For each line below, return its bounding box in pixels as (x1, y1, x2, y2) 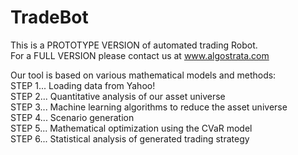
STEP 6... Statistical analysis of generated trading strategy (10, 132, 250, 145)
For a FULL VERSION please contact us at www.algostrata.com (10, 49, 270, 61)
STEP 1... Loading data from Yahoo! (10, 79, 156, 91)
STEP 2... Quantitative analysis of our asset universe (10, 90, 226, 102)
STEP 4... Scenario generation (10, 111, 135, 123)
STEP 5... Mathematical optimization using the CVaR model (10, 122, 253, 134)
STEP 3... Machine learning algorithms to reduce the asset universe (10, 101, 288, 113)
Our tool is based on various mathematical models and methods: (10, 69, 277, 81)
